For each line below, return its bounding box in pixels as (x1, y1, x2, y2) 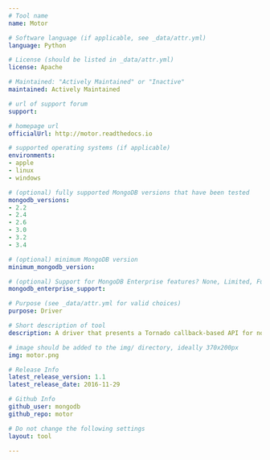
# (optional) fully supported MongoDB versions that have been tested (8, 189, 250, 197)
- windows (8, 174, 42, 182)
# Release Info (8, 366, 59, 374)
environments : (8, 151, 56, 160)
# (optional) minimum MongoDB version (8, 255, 138, 263)
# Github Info (8, 396, 56, 404)
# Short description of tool (8, 321, 106, 329)
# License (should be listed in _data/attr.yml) (8, 56, 174, 64)
